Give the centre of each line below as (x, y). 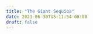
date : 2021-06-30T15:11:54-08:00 (47, 17)
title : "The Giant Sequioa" (40, 11)
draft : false (22, 22)
